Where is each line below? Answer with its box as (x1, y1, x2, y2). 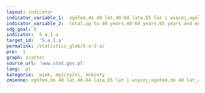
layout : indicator (6, 9, 53, 15)
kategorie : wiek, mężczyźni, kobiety (6, 72, 105, 78)
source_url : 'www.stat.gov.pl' (6, 60, 86, 66)
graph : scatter (6, 54, 45, 61)
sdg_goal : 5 (6, 26, 37, 32)
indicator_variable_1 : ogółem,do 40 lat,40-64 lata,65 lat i (6, 15, 168, 21)
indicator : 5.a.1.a (6, 32, 59, 38)
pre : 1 (6, 49, 26, 55)
